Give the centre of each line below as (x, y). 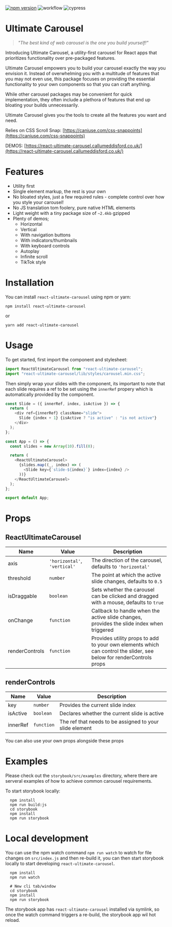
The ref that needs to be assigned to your (109, 722)
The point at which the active (126, 575)
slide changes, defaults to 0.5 (127, 582)
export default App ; (27, 498)
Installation (30, 283)
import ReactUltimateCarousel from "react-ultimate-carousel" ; (74, 369)
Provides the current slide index (98, 705)
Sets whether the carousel (123, 590)
